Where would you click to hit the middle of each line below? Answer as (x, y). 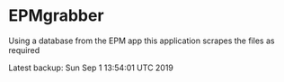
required (24, 50)
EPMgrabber (56, 16)
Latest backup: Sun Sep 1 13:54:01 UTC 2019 (91, 68)
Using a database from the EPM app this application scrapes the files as (142, 41)
